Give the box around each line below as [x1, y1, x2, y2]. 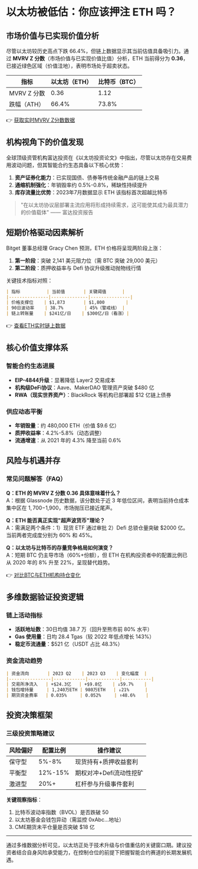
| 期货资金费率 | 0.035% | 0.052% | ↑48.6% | [6, 692, 149, 698]
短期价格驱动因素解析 [6, 228, 84, 238]
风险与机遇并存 [6, 456, 61, 466]
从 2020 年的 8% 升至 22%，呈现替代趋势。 [6, 558, 113, 566]
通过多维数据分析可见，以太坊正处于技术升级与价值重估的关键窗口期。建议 [6, 841, 187, 848]
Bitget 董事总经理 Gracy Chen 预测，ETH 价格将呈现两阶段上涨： [6, 244, 163, 251]
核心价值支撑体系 [6, 343, 68, 353]
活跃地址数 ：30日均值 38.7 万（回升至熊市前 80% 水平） [14, 626, 153, 633]
